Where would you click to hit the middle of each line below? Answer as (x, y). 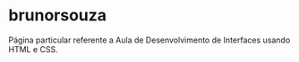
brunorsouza (58, 15)
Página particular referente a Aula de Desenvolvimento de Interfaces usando (149, 40)
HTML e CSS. (34, 49)
